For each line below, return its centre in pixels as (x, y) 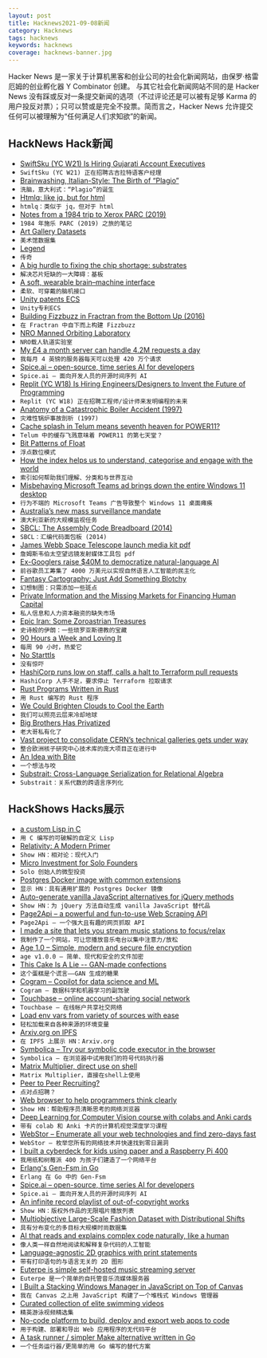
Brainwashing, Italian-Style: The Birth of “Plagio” (99, 180)
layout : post (30, 16)
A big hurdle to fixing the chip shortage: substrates (103, 265)
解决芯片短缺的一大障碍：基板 (61, 274)
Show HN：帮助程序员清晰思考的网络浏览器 (80, 1109)
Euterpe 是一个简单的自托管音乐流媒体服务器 (84, 1278)
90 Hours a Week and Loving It (71, 638)
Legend (32, 248)
